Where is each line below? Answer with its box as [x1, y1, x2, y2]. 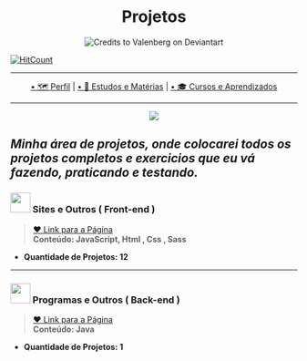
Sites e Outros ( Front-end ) [32, 203, 156, 216]
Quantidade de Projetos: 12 [23, 251, 128, 262]
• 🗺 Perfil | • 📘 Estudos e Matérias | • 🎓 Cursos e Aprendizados [30, 80, 278, 92]
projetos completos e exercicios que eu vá [10, 150, 256, 166]
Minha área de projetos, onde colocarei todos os [10, 137, 292, 152]
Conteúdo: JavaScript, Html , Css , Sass [32, 233, 187, 244]
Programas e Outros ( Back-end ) [32, 294, 180, 306]
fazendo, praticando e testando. [10, 165, 199, 180]
